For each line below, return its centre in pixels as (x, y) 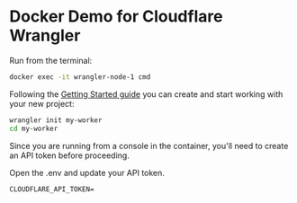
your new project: (42, 103)
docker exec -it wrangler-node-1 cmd (80, 77)
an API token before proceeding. (70, 155)
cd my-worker (34, 128)
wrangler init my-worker (56, 120)
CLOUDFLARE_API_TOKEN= (52, 189)
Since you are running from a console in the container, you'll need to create (149, 146)
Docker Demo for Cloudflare (116, 17)
